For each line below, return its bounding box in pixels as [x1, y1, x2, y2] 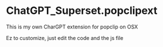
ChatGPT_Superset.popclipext [6, 4, 158, 17]
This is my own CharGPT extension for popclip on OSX [6, 23, 138, 30]
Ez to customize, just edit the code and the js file [6, 34, 124, 41]
